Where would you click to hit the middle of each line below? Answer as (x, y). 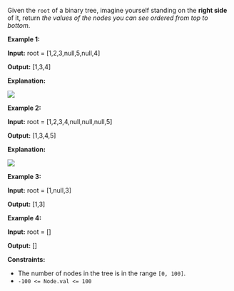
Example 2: (24, 108)
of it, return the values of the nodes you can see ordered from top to (108, 18)
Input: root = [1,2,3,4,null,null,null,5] (60, 122)
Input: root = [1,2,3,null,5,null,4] (54, 53)
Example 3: (24, 177)
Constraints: (26, 259)
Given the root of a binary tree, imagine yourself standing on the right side (117, 10)
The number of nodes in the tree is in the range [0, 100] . (102, 273)
